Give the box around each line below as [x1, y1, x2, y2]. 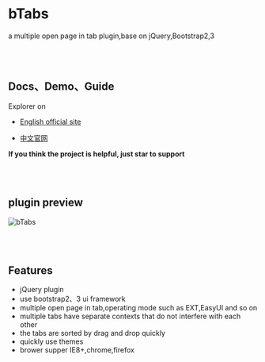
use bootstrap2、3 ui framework [19, 295, 127, 304]
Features [8, 264, 53, 277]
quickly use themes [19, 337, 84, 346]
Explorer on [8, 101, 46, 111]
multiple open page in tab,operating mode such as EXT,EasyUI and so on [19, 303, 258, 313]
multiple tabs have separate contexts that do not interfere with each [19, 311, 241, 322]
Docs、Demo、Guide [8, 80, 115, 94]
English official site [19, 117, 81, 126]
